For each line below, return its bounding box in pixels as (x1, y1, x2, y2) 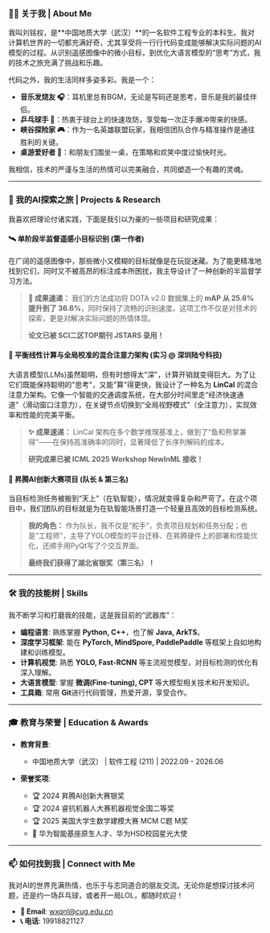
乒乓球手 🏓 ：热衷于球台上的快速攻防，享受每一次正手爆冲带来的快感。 (19, 115, 252, 125)
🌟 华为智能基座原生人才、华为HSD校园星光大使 (31, 828, 188, 838)
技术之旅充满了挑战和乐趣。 (14, 58, 107, 68)
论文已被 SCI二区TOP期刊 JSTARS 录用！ (27, 330, 165, 340)
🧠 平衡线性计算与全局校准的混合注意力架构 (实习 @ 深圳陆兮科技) (8, 350, 223, 360)
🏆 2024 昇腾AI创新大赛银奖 (31, 791, 125, 800)
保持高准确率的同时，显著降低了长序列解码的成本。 (59, 437, 229, 447)
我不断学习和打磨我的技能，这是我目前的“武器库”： (8, 610, 177, 620)
